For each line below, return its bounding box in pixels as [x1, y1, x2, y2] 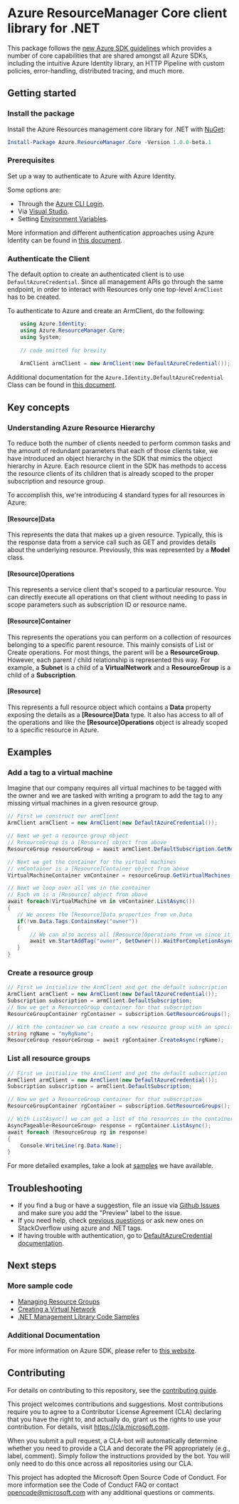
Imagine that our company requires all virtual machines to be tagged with [7, 783, 222, 793]
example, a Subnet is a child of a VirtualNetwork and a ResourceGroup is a [7, 663, 231, 671]
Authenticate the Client [7, 253, 90, 263]
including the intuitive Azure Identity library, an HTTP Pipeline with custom [7, 59, 225, 67]
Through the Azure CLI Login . [17, 199, 105, 208]
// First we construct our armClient [7, 813, 119, 820]
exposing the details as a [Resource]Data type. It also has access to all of [7, 710, 224, 718]
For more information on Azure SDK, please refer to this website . [7, 1346, 197, 1355]
